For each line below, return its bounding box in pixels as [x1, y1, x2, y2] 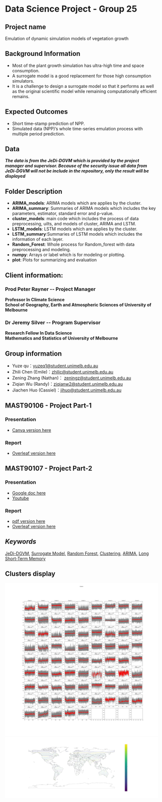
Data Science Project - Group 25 [5, 3, 137, 15]
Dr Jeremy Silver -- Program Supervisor [5, 319, 101, 326]
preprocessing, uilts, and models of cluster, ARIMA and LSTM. [12, 221, 136, 227]
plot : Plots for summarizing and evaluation [12, 257, 97, 263]
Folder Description [5, 187, 63, 195]
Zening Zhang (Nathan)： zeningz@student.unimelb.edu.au [12, 375, 131, 381]
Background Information [5, 50, 81, 58]
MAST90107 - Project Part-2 [5, 464, 93, 473]
